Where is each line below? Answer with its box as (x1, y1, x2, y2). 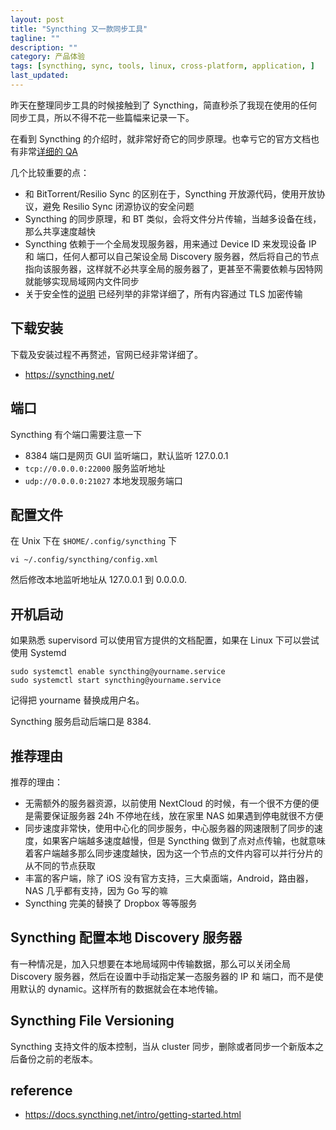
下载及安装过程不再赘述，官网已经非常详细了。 (10, 348, 203, 360)
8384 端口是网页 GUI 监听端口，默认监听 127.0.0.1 (24, 449, 229, 461)
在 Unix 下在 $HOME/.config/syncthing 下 (10, 535, 178, 547)
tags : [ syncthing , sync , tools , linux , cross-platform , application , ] (10, 61, 315, 71)
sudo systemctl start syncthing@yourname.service (10, 676, 222, 686)
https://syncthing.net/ (24, 368, 115, 380)
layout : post (10, 14, 65, 25)
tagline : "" (10, 33, 60, 43)
